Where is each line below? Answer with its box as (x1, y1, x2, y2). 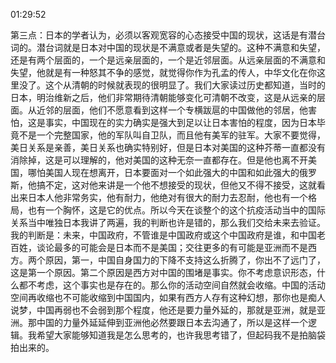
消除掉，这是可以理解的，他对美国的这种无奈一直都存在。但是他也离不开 (10, 154, 308, 166)
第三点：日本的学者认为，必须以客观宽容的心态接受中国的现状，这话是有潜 (10, 29, 317, 41)
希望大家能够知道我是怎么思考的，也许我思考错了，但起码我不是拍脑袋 (36, 329, 326, 341)
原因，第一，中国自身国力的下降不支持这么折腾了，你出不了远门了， (44, 254, 326, 266)
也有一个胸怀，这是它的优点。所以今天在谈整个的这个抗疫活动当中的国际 (27, 204, 326, 216)
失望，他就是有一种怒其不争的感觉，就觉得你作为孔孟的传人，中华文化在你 (10, 67, 317, 78)
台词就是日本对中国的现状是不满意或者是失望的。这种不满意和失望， (44, 42, 326, 53)
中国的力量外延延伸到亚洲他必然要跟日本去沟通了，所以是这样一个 (36, 317, 308, 328)
